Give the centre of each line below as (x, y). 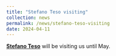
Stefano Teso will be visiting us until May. (58, 46)
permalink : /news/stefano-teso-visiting (58, 23)
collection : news (28, 18)
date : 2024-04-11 (28, 29)
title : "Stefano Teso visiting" (47, 12)
